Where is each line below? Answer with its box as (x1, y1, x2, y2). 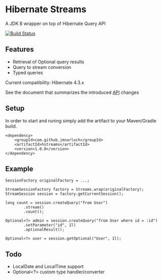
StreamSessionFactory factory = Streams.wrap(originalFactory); (5, 187, 144, 192)
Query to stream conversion (12, 64, 72, 70)
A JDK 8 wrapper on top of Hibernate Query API (5, 20, 106, 27)
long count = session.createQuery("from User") (5, 200, 108, 206)
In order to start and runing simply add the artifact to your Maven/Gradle (5, 117, 156, 123)
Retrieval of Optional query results (12, 59, 85, 65)
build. (5, 123, 17, 129)
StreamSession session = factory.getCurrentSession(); (5, 191, 124, 197)
